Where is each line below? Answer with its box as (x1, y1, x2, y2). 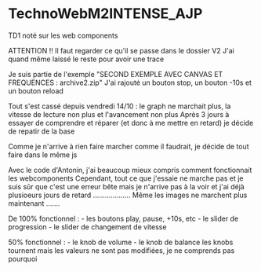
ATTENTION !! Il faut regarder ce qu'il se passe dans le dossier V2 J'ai (8, 46, 235, 55)
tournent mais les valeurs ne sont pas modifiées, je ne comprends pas (8, 245, 235, 255)
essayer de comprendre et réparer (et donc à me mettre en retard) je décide (8, 118, 254, 127)
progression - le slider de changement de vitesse (8, 222, 167, 232)
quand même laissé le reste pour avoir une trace (8, 54, 165, 64)
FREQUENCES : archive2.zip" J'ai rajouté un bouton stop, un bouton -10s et (8, 78, 252, 87)
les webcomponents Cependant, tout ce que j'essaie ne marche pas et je (8, 174, 244, 183)
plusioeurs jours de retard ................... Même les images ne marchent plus (8, 190, 248, 200)
